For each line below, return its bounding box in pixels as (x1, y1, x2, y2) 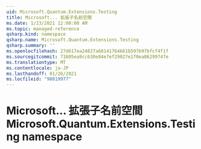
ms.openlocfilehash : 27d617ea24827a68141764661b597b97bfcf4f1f (6, 48, 169, 54)
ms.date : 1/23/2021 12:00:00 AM (6, 20, 88, 26)
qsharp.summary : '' (6, 43, 56, 49)
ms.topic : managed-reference (6, 25, 80, 32)
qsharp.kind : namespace (6, 31, 66, 37)
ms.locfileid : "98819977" (6, 76, 71, 82)
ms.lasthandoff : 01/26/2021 (6, 71, 77, 77)
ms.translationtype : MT (6, 59, 66, 65)
